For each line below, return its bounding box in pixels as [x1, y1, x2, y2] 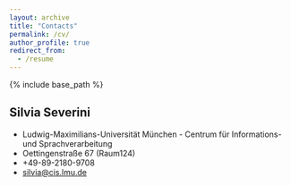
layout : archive [9, 13, 70, 22]
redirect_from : [9, 46, 66, 55]
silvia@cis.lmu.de [21, 166, 88, 177]
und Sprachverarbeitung [21, 138, 113, 148]
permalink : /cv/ [9, 30, 70, 38]
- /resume [17, 55, 54, 63]
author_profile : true [9, 38, 90, 47]
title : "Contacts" [9, 21, 78, 30]
